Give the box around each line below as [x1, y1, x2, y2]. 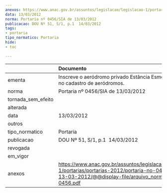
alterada [7, 104, 27, 111]
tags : [5, 26, 16, 31]
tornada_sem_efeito [7, 96, 54, 103]
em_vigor [7, 153, 29, 160]
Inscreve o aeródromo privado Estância [58, 73, 150, 80]
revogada [7, 144, 30, 151]
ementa [7, 76, 26, 83]
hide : [5, 40, 16, 45]
